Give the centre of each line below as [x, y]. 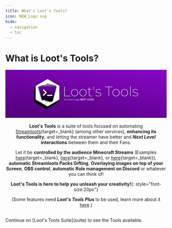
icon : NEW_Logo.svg [26, 16]
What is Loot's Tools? [52, 58]
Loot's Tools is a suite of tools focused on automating [86, 126]
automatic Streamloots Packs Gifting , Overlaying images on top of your [86, 163]
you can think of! [86, 174]
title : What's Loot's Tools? [36, 11]
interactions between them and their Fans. [86, 142]
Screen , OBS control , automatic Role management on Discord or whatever [86, 169]
